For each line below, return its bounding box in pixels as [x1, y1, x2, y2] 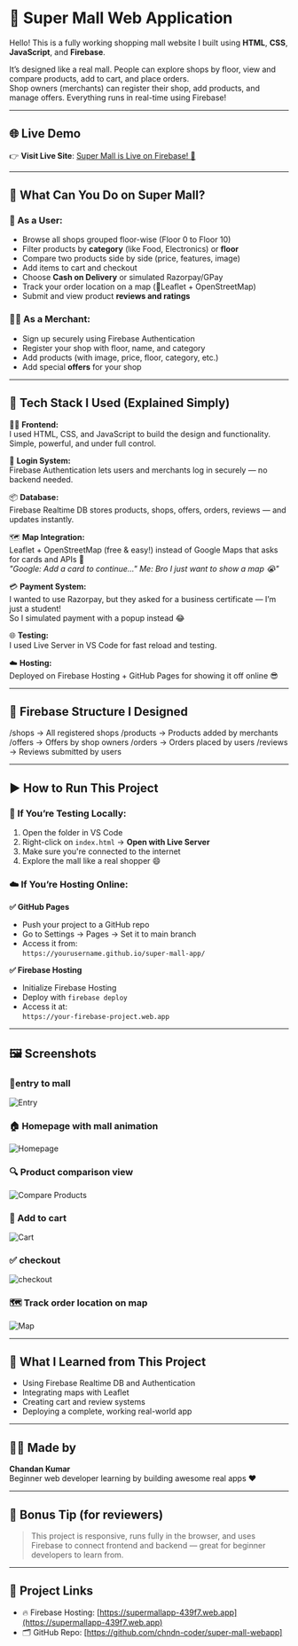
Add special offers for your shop [21, 361, 142, 372]
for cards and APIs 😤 [9, 553, 84, 564]
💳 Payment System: [9, 581, 87, 592]
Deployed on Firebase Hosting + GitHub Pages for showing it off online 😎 [9, 670, 279, 681]
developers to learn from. [30, 1549, 124, 1560]
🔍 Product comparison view [9, 1166, 134, 1179]
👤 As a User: [9, 215, 64, 227]
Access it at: [21, 1001, 68, 1012]
